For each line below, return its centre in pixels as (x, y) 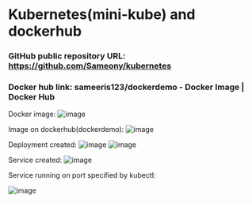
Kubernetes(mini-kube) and (102, 15)
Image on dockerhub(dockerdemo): (66, 130)
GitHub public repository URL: (67, 56)
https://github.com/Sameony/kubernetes (90, 66)
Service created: (35, 160)
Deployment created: (42, 145)
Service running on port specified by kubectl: (82, 175)
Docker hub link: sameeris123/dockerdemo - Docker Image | (126, 87)
